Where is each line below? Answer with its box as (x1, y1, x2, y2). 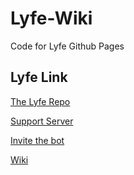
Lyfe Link (10, 69, 68, 86)
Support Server (10, 115, 74, 127)
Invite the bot (10, 134, 65, 146)
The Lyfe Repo (10, 95, 71, 107)
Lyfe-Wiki (10, 7, 93, 30)
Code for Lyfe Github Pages (10, 40, 125, 52)
